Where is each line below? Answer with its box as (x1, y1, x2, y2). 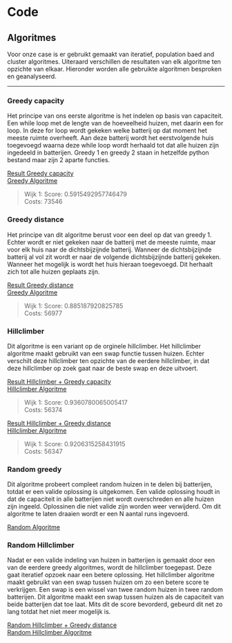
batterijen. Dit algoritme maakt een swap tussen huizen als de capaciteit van (7, 593, 224, 601)
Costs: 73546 (23, 197, 63, 206)
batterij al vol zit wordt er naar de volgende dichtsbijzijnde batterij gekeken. (7, 252, 222, 261)
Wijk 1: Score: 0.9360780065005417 (23, 398, 128, 406)
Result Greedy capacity (7, 169, 74, 177)
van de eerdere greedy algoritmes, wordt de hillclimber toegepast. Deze (7, 563, 212, 572)
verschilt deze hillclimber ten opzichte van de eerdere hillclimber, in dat (7, 356, 210, 364)
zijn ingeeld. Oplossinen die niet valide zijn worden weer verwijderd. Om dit (7, 502, 221, 511)
